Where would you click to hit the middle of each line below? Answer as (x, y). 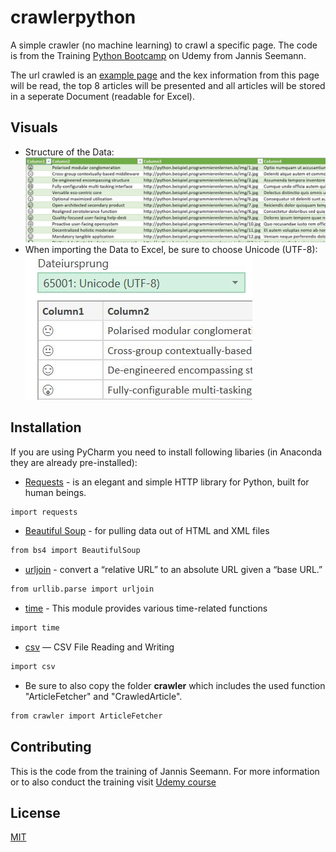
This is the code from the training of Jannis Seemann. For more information (165, 771)
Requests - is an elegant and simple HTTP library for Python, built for (167, 482)
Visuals (34, 127)
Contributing (51, 747)
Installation (46, 427)
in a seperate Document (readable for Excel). (102, 96)
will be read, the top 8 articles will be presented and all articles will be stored (168, 85)
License (35, 813)
